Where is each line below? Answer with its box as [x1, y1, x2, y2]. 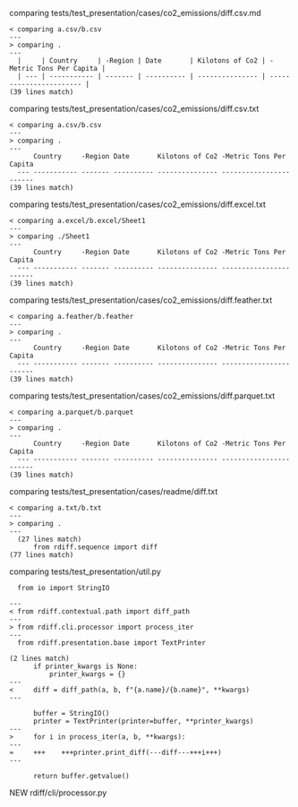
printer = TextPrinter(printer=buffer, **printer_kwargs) [32, 717, 254, 725]
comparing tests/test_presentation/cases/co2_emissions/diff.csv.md [9, 8, 261, 18]
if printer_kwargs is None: [32, 662, 139, 671]
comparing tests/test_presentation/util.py [9, 566, 161, 577]
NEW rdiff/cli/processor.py [9, 787, 107, 798]
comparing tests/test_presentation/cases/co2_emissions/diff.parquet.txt [9, 391, 276, 401]
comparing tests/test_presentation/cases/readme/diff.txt [9, 486, 218, 496]
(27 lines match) [17, 535, 82, 544]
